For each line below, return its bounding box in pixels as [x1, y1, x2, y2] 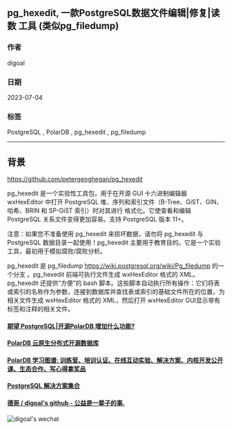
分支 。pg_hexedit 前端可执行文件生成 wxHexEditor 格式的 [12, 271, 178, 279]
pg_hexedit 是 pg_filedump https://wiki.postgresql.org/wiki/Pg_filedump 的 [7, 262, 219, 270]
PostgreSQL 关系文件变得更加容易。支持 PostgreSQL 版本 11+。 [7, 215, 188, 224]
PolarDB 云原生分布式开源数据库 [7, 339, 99, 347]
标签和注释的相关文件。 [7, 305, 74, 313]
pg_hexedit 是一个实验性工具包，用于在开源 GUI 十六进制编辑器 [7, 189, 188, 197]
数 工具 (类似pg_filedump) [7, 20, 119, 32]
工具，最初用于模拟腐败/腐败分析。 [7, 247, 107, 255]
